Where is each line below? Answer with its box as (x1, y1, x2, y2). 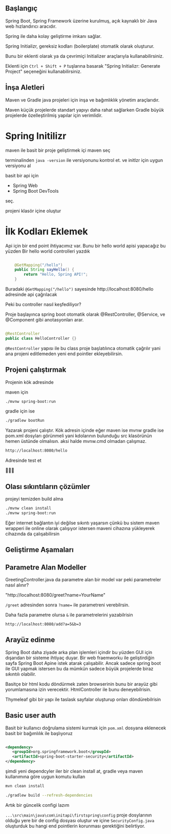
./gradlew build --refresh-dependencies (5, 792, 93, 798)
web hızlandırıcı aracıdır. (5, 23, 57, 29)
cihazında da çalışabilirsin (5, 531, 60, 537)
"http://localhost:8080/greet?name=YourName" (5, 592, 106, 598)
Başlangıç (5, 4, 38, 13)
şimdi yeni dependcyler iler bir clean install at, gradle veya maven (5, 768, 143, 775)
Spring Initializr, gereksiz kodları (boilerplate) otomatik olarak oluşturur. (5, 43, 155, 49)
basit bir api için (5, 172, 39, 178)
